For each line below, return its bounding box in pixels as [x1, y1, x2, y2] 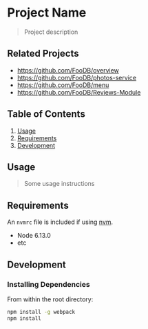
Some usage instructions [23, 180, 95, 188]
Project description [23, 28, 78, 36]
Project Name [7, 5, 87, 21]
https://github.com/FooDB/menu [17, 81, 109, 89]
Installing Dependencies [7, 279, 91, 289]
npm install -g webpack [7, 308, 76, 315]
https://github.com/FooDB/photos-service [17, 73, 136, 82]
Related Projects [7, 48, 79, 59]
